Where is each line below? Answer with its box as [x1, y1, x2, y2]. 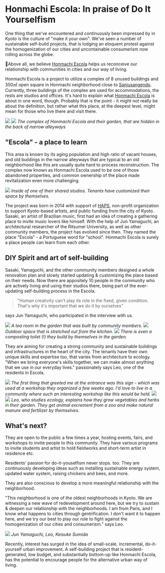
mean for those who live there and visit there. [5, 108, 97, 114]
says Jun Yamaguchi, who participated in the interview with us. [5, 312, 133, 318]
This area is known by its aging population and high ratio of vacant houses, [5, 151, 158, 157]
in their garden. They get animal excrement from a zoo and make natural [5, 402, 154, 408]
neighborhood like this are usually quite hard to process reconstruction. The [5, 162, 159, 168]
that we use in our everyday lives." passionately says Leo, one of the [5, 364, 144, 370]
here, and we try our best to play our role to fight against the [5, 516, 128, 522]
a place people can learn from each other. [5, 239, 90, 245]
